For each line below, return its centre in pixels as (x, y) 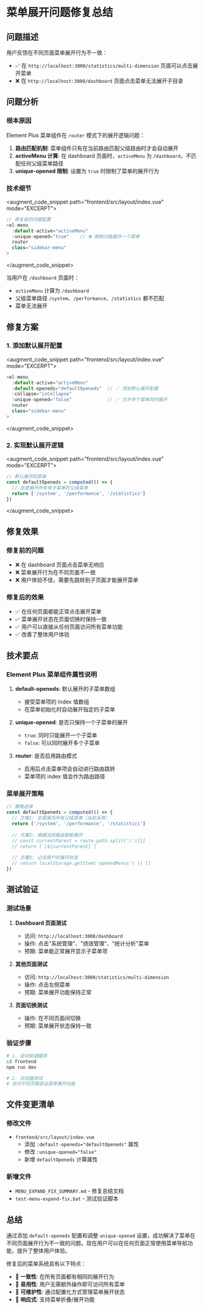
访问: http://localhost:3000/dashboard (73, 936)
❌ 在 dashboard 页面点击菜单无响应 (60, 565)
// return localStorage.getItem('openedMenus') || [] (81, 863)
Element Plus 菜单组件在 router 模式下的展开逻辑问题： (76, 135)
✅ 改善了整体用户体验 (42, 635)
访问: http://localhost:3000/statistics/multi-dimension (97, 977)
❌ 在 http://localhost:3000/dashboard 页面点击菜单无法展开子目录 (99, 81)
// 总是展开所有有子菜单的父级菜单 (50, 488)
